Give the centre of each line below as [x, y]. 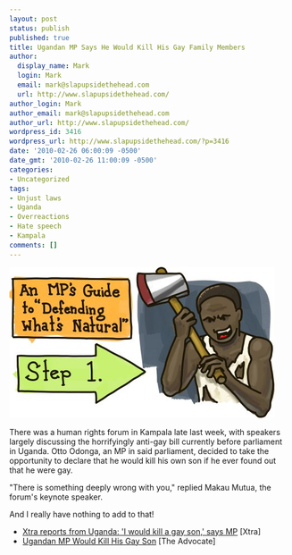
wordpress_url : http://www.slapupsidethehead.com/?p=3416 [119, 142]
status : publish [39, 28]
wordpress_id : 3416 [46, 132]
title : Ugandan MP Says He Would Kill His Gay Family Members [127, 47]
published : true [39, 38]
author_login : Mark [46, 104]
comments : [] [33, 245]
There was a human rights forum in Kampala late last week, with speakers [145, 432]
